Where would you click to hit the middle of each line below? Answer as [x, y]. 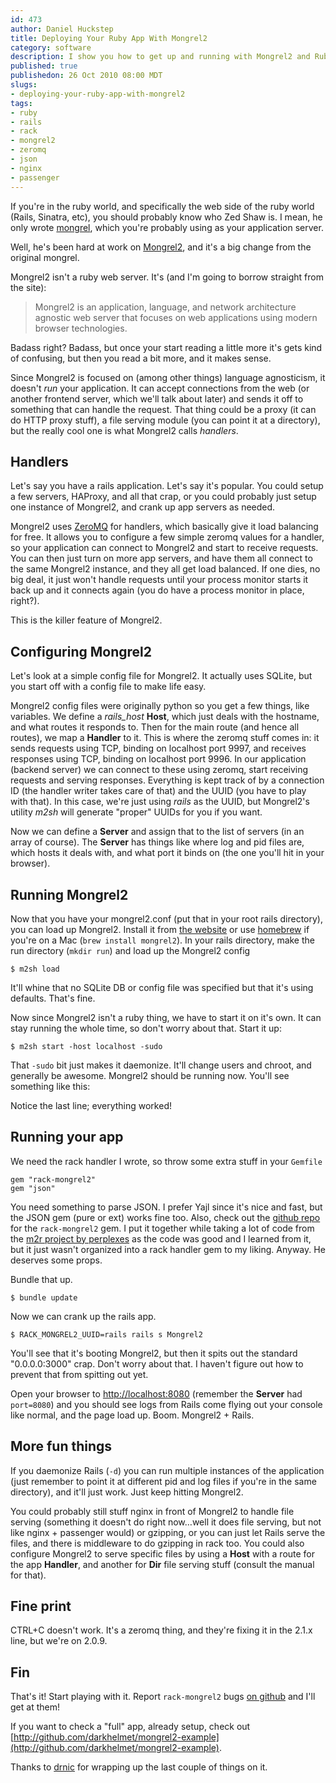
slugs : [24, 85]
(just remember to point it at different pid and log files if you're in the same [163, 1481]
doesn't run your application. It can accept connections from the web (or [160, 388]
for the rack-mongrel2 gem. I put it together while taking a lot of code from [162, 1228]
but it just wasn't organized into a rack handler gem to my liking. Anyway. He [168, 1249]
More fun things [61, 1446]
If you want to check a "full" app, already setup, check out [130, 1727]
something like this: [50, 1086]
